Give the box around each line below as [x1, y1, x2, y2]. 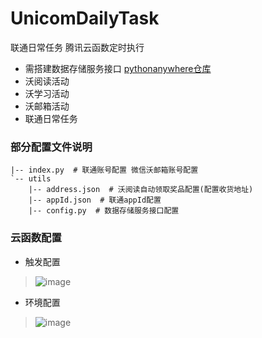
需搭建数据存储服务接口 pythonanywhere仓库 [24, 62, 212, 74]
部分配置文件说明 [10, 140, 93, 154]
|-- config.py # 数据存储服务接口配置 [28, 206, 180, 216]
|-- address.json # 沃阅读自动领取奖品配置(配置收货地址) [28, 185, 254, 195]
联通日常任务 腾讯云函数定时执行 [10, 41, 145, 53]
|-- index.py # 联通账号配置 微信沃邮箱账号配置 [10, 165, 199, 176]
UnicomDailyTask [10, 7, 160, 30]
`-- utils [10, 174, 52, 184]
